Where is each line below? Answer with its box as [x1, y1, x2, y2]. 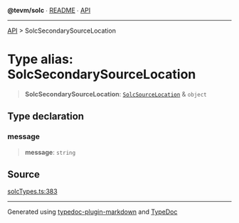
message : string [24, 148, 76, 156]
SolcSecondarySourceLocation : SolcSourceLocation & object [24, 89, 208, 98]
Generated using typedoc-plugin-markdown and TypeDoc [7, 207, 178, 216]
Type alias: [7, 51, 73, 67]
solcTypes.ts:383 [7, 187, 58, 196]
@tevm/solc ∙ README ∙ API [7, 6, 91, 14]
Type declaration [7, 110, 84, 123]
